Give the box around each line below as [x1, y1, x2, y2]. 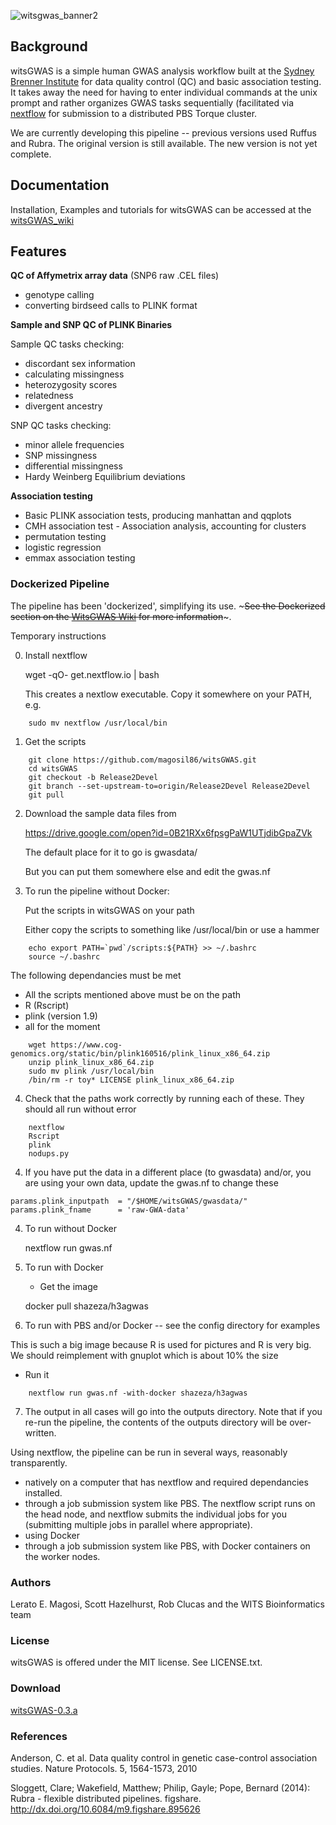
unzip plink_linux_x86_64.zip [28, 1057, 155, 1067]
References [10, 1729, 68, 1743]
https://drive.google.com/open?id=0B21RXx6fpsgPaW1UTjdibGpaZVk [24, 826, 313, 839]
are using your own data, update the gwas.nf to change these [24, 1176, 279, 1189]
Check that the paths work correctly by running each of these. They [24, 1092, 305, 1104]
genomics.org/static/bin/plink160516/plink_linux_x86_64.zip [10, 1048, 271, 1059]
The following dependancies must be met [10, 969, 182, 981]
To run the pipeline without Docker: [24, 885, 170, 897]
